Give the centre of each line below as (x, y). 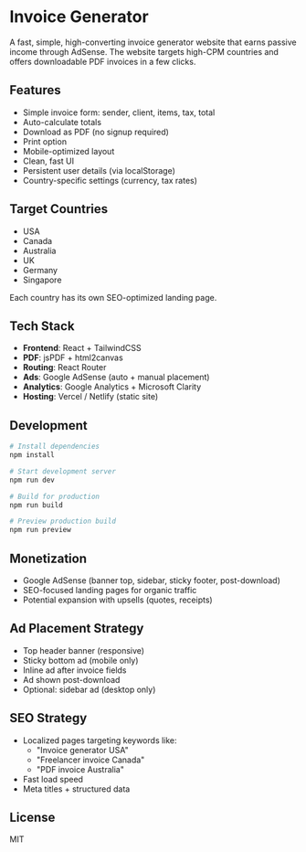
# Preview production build (63, 522)
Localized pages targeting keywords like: (100, 740)
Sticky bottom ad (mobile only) (80, 660)
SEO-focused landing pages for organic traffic (110, 590)
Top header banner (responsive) (83, 650)
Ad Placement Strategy (77, 628)
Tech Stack (42, 326)
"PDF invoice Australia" (80, 769)
